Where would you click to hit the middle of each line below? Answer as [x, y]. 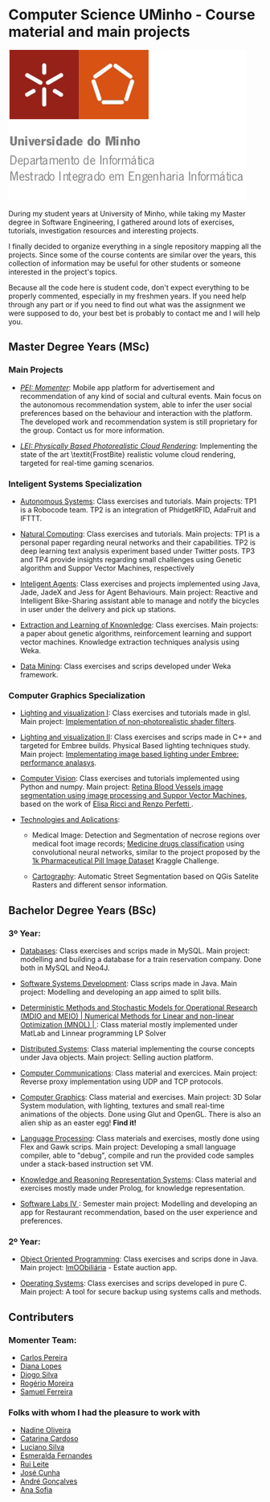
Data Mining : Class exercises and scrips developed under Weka [125, 666]
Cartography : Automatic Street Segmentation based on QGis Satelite [145, 877]
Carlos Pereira [44, 1357]
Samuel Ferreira [46, 1391]
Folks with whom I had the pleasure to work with [104, 1412]
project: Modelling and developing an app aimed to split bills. [121, 992]
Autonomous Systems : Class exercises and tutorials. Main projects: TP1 [138, 501]
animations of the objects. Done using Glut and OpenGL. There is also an [140, 1114]
